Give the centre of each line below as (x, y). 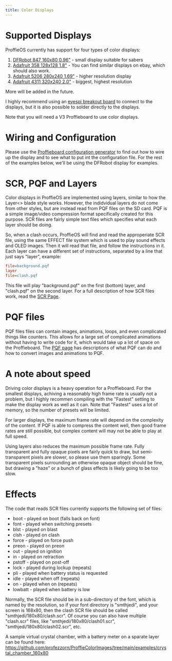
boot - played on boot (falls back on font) (56, 518)
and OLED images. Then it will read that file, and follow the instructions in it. (85, 246)
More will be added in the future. (40, 91)
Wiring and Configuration (61, 137)
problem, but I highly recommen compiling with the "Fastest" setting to (80, 399)
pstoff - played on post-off (41, 562)
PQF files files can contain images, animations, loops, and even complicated (86, 331)
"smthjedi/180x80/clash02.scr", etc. (43, 627)
